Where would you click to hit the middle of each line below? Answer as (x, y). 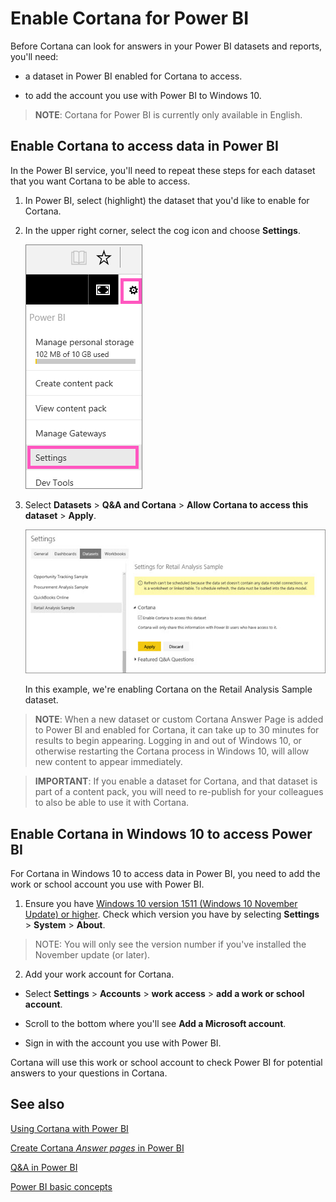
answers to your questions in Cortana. (89, 1073)
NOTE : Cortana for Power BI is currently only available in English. (168, 114)
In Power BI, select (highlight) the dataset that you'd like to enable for (167, 200)
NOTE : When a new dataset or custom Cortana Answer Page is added (179, 719)
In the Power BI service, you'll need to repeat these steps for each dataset (163, 170)
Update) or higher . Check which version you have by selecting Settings (172, 914)
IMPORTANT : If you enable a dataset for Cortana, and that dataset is (176, 781)
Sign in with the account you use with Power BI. (123, 1043)
